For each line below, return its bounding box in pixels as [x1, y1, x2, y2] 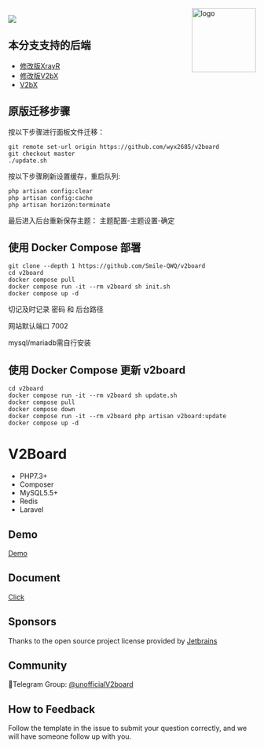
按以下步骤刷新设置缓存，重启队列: [8, 171, 121, 180]
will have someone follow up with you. [8, 732, 132, 741]
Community [8, 659, 68, 673]
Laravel [19, 505, 44, 514]
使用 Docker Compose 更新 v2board [8, 363, 186, 376]
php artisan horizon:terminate [8, 201, 111, 209]
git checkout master [8, 150, 76, 158]
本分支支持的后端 [8, 39, 91, 52]
